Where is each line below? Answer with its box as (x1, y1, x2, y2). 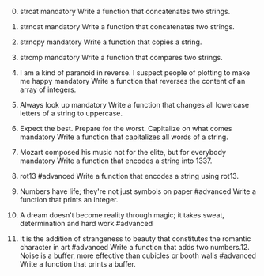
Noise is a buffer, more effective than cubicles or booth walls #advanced (19, 251, 257, 260)
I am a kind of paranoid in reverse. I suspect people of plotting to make (19, 68, 251, 78)
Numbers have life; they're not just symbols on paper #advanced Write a (19, 187, 257, 196)
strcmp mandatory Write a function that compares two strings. (19, 53, 223, 62)
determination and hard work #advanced (19, 219, 153, 228)
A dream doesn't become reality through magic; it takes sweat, (19, 210, 225, 220)
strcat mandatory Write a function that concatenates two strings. (19, 7, 231, 16)
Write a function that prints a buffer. (19, 259, 136, 268)
